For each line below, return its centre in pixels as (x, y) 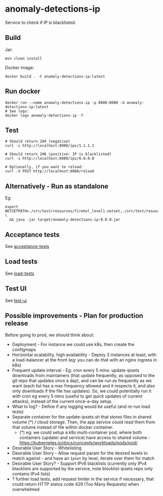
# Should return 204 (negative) (38, 142)
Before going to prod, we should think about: (50, 335)
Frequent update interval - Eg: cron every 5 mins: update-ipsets (76, 370)
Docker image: (20, 67)
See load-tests (20, 273)
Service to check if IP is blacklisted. (41, 22)
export (12, 207)
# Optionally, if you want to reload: (44, 167)
